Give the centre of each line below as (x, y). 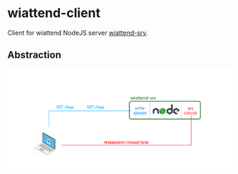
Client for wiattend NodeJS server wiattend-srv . (78, 33)
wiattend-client (54, 13)
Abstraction (35, 55)
